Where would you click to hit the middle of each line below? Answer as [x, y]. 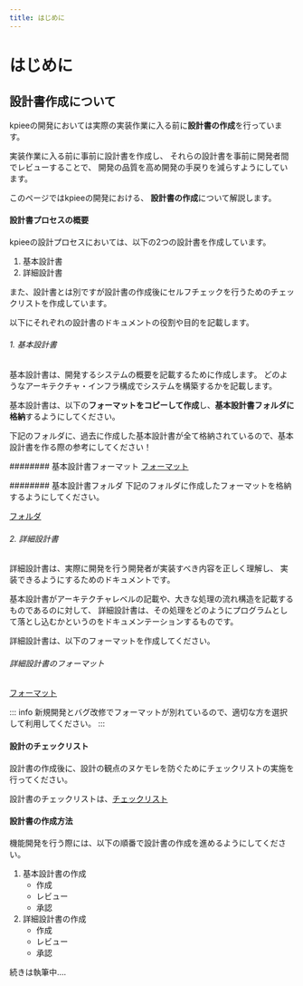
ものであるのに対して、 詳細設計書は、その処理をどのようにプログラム [141, 610]
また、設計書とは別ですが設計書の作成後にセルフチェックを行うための [140, 292]
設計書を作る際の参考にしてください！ [80, 447]
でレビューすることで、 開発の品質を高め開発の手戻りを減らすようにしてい [149, 167]
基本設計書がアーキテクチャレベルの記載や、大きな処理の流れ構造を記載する [151, 599]
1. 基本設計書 [33, 344]
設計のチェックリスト [49, 746]
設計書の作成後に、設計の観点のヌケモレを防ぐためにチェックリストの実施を [152, 768]
